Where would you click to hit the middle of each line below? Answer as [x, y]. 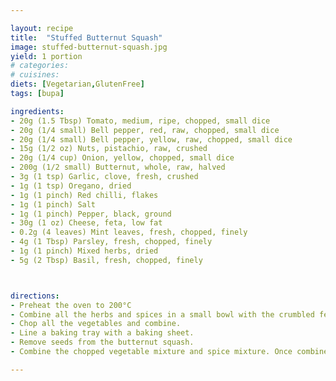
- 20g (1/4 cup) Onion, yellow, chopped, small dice [122, 158]
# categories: [40, 66]
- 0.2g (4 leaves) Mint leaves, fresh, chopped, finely [129, 232]
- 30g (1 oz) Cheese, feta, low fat [86, 223]
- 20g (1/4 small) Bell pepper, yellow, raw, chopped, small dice [151, 139]
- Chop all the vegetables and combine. [96, 324]
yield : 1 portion [46, 56]
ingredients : [37, 111]
